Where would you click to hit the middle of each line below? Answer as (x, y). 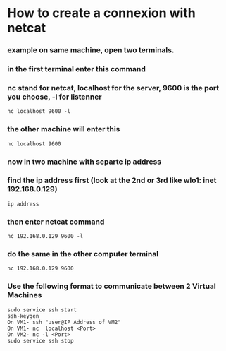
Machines (25, 295)
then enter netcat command (56, 222)
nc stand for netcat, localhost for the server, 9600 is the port (113, 88)
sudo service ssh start (42, 310)
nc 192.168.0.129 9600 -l (45, 237)
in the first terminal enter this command (77, 69)
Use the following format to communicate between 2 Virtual (112, 286)
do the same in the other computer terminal (83, 254)
